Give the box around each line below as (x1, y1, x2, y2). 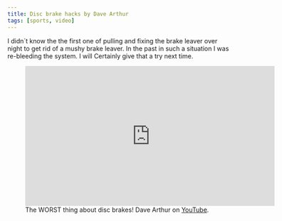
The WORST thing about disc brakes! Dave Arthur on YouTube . (25, 205, 209, 214)
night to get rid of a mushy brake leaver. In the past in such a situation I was (7, 44, 229, 53)
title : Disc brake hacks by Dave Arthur (7, 10, 130, 18)
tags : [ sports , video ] (7, 17, 75, 24)
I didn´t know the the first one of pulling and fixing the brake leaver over (7, 36, 218, 45)
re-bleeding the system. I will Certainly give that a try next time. (7, 51, 194, 60)
